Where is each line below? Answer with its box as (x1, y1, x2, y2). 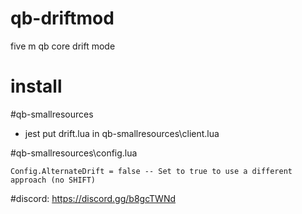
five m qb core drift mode (10, 40, 116, 52)
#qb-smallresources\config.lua (10, 147, 138, 159)
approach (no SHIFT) (10, 175, 97, 185)
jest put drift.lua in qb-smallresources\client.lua (24, 127, 220, 139)
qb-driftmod (10, 7, 115, 30)
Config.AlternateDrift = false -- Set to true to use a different (10, 166, 293, 176)
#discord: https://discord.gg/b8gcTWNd (10, 192, 177, 204)
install (10, 75, 63, 98)
